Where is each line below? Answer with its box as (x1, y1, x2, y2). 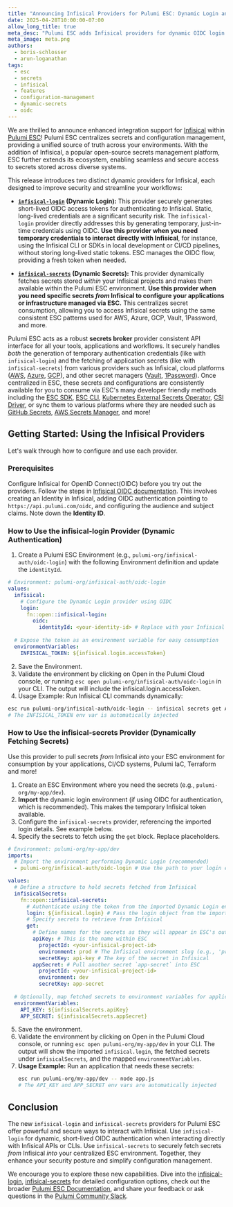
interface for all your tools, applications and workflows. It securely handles (8, 341, 221, 350)
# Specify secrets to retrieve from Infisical (26, 916, 163, 923)
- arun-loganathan (14, 55, 68, 62)
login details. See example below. (17, 824, 113, 833)
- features (14, 87, 46, 94)
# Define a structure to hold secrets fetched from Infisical (14, 884, 197, 891)
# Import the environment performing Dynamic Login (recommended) (14, 858, 209, 865)
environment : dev (38, 974, 89, 981)
